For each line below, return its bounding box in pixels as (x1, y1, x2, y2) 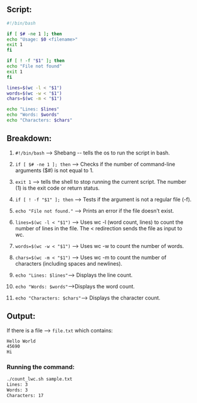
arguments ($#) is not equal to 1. (15, 167, 94, 174)
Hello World (6, 338, 36, 344)
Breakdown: (6, 133, 52, 143)
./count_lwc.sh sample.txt (6, 376, 73, 382)
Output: (6, 311, 36, 321)
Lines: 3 (6, 382, 28, 388)
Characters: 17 (6, 393, 44, 399)
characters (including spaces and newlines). (15, 260, 123, 267)
